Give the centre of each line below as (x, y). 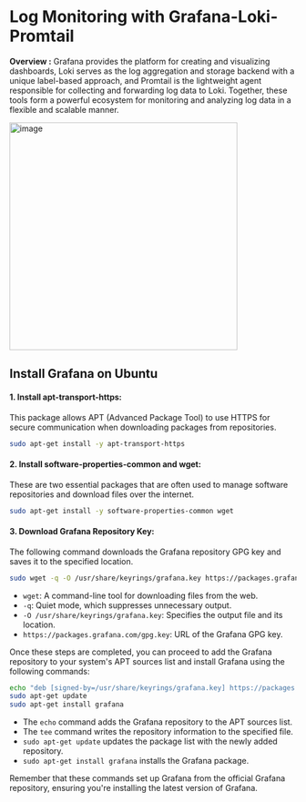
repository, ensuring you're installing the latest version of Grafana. (133, 788)
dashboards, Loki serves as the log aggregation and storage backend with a (152, 71)
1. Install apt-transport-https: (66, 397)
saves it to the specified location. (71, 561)
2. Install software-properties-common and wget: (106, 464)
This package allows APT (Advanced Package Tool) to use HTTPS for (140, 417)
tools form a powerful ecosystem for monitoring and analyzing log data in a (150, 100)
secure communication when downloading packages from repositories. (143, 427)
